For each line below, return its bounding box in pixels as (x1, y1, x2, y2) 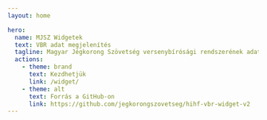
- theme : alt (22, 85, 65, 93)
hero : (7, 25, 26, 34)
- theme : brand (22, 63, 73, 72)
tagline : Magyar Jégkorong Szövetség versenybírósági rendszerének (14, 48, 244, 56)
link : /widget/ (28, 77, 80, 86)
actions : (14, 56, 44, 64)
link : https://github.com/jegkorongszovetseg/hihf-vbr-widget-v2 (28, 100, 250, 108)
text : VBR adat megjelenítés (14, 41, 112, 48)
